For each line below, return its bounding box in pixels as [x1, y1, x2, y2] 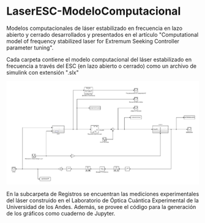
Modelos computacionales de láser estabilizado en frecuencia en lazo [6, 24, 182, 32]
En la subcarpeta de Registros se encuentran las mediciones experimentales [6, 191, 199, 198]
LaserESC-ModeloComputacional [6, 4, 181, 18]
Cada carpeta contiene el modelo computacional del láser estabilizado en [6, 56, 192, 63]
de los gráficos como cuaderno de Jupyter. [6, 210, 116, 218]
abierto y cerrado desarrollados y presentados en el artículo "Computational [6, 31, 199, 38]
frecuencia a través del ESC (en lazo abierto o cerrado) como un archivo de [6, 62, 197, 70]
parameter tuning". [6, 44, 54, 51]
